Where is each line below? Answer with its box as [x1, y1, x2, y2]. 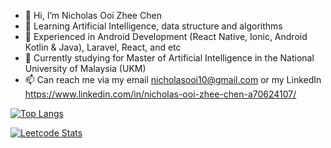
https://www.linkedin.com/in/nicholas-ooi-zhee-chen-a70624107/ [24, 88, 297, 100]
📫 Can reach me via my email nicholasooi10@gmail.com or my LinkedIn [24, 74, 322, 85]
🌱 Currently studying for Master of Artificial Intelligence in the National [24, 52, 315, 64]
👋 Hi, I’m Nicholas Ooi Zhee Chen [24, 10, 162, 21]
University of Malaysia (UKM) [24, 63, 147, 74]
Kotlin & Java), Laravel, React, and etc [24, 41, 182, 53]
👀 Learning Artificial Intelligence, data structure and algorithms [24, 20, 283, 32]
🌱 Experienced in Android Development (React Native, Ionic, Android [24, 31, 308, 42]
